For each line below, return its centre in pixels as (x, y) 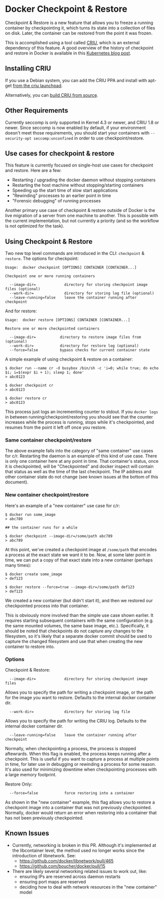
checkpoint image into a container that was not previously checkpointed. (79, 808)
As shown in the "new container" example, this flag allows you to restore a (80, 802)
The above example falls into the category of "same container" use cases (79, 451)
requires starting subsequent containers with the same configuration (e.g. (80, 620)
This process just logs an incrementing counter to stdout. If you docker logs (82, 412)
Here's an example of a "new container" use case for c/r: (62, 506)
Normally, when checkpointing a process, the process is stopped (70, 749)
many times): (18, 565)
